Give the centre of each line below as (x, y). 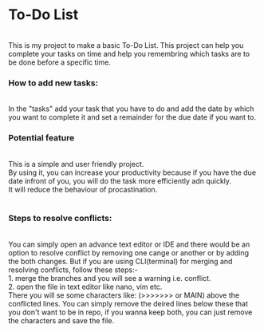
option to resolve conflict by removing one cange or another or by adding (129, 252)
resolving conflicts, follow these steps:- (73, 270)
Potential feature (41, 138)
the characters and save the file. (61, 320)
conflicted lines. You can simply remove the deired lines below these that (128, 303)
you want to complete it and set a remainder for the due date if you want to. (132, 117)
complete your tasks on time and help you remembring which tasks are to (129, 53)
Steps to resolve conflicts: (60, 219)
